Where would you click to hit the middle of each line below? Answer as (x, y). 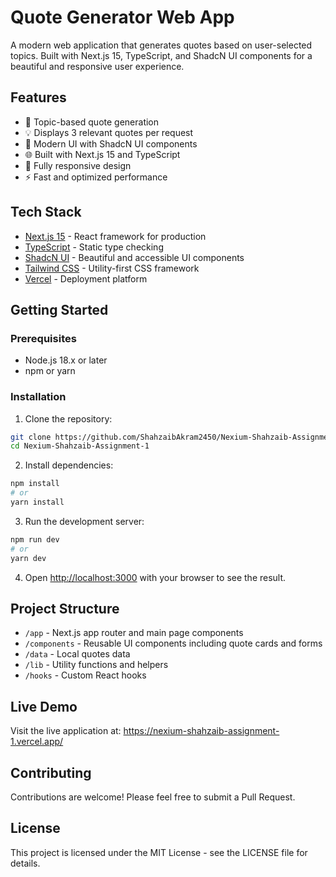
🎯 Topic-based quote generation (92, 122)
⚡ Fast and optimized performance (96, 177)
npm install (35, 484)
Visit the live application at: (66, 731)
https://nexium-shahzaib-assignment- (201, 731)
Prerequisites (43, 338)
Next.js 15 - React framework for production (115, 236)
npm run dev (35, 539)
